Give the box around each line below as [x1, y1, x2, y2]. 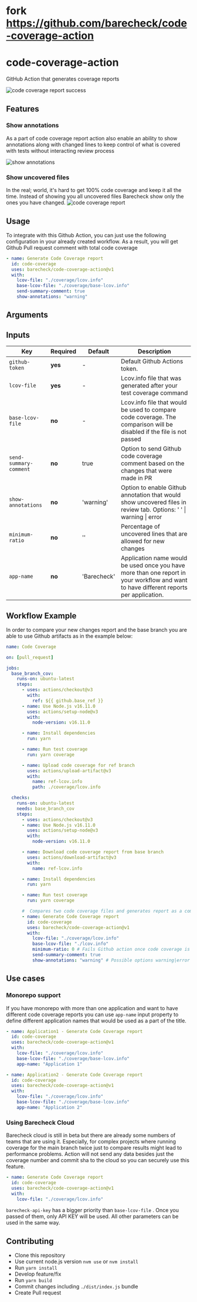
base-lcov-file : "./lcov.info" [32, 941, 109, 947]
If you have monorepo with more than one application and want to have [6, 1004, 178, 1011]
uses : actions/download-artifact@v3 [27, 854, 117, 860]
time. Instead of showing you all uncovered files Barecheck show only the [6, 193, 184, 200]
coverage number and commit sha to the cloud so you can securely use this [6, 1157, 189, 1164]
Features [6, 104, 39, 114]
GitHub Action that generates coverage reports [6, 75, 120, 83]
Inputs [6, 330, 30, 340]
